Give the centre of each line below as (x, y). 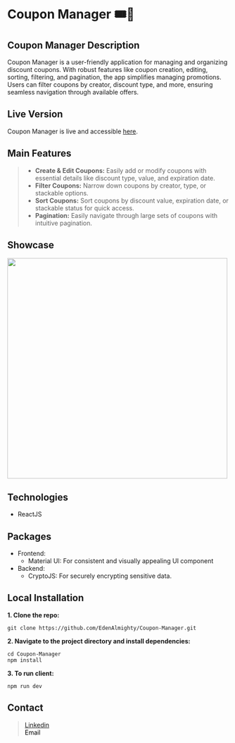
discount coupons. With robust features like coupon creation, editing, (108, 70)
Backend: (31, 569)
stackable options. (62, 193)
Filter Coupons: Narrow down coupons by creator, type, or (120, 186)
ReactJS (30, 514)
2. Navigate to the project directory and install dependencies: (99, 641)
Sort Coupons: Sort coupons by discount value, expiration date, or (132, 200)
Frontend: (31, 554)
